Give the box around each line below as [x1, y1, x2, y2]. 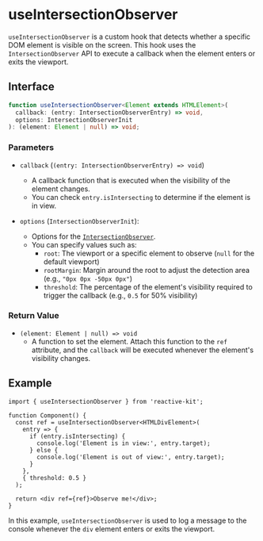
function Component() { [8, 411, 87, 420]
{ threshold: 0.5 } [22, 474, 87, 482]
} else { [29, 446, 59, 454]
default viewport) [43, 256, 101, 267]
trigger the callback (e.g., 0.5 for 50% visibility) [43, 290, 198, 300]
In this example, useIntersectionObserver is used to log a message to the [8, 516, 247, 525]
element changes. [31, 184, 91, 194]
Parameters [8, 142, 54, 153]
